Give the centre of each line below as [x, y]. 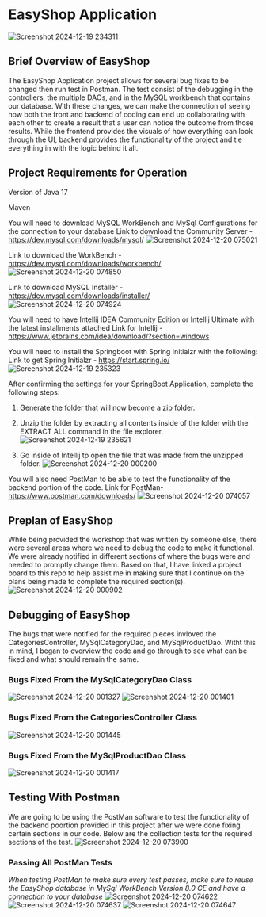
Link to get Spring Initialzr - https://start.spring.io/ [89, 360]
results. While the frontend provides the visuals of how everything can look [131, 131]
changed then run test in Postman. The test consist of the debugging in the [131, 89]
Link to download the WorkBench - [65, 254]
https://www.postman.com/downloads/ [72, 495]
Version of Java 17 [38, 192]
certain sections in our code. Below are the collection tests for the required [130, 833]
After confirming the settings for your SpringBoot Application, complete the [131, 384]
